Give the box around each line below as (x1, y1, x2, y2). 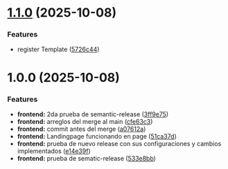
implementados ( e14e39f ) (17, 147, 91, 155)
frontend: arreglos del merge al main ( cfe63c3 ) (17, 117, 153, 125)
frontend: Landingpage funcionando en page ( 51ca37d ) (17, 132, 177, 140)
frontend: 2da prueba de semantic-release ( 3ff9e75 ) (17, 109, 169, 118)
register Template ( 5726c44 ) (17, 45, 100, 53)
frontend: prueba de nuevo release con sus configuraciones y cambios (17, 139, 222, 148)
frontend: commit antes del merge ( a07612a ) (17, 125, 146, 133)
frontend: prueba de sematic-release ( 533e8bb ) (17, 154, 156, 162)
